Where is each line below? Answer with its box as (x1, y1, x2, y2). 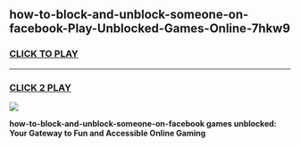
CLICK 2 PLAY (9, 81, 71, 94)
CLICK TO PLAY (9, 48, 79, 61)
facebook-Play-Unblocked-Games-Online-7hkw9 (9, 21, 291, 37)
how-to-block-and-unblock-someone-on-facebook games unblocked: (9, 118, 277, 128)
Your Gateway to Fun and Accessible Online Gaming (9, 127, 206, 138)
